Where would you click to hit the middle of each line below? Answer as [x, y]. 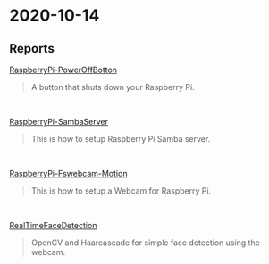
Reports [32, 49]
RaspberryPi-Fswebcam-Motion [68, 173]
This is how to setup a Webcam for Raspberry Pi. [121, 191]
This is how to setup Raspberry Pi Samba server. [121, 139]
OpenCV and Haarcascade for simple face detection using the [146, 243]
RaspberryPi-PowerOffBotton [63, 70]
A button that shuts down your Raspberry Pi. [113, 87]
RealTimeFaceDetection [53, 225]
